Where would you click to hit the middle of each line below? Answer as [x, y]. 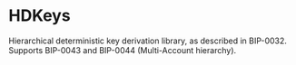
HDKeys [39, 16]
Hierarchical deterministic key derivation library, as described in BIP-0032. [148, 41]
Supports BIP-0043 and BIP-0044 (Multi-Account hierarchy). [123, 50]
